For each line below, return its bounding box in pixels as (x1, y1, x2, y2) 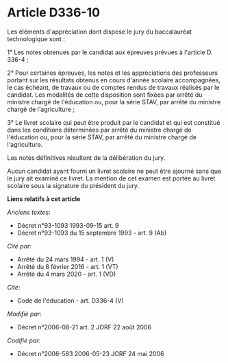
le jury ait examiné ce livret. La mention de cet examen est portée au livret (7, 174, 216, 183)
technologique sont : (7, 34, 65, 43)
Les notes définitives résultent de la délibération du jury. (7, 153, 166, 162)
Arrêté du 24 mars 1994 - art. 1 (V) (16, 255, 114, 264)
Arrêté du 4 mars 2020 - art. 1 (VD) (16, 270, 116, 278)
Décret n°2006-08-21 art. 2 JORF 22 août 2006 (16, 323, 152, 331)
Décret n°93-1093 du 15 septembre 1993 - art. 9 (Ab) (16, 229, 167, 237)
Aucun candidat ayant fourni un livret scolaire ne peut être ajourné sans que (7, 167, 222, 175)
